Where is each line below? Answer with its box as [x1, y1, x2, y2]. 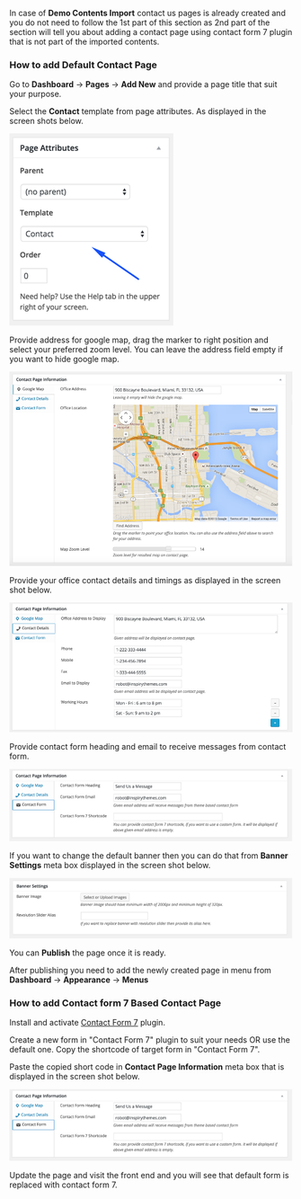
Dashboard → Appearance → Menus [9, 974, 149, 985]
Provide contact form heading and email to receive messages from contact [9, 742, 287, 752]
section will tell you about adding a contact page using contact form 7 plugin [9, 27, 293, 37]
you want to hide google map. [9, 354, 120, 365]
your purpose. [9, 89, 62, 100]
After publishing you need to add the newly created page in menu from [9, 964, 272, 975]
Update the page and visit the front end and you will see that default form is [9, 1170, 289, 1181]
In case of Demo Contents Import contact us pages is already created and [9, 8, 286, 18]
